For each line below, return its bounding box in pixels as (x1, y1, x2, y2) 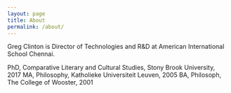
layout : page (7, 10, 46, 17)
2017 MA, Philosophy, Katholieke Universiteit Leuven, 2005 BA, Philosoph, (7, 71, 222, 79)
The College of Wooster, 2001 (7, 78, 93, 87)
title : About (7, 17, 46, 24)
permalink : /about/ (7, 23, 65, 30)
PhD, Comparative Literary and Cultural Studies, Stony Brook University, (7, 64, 216, 72)
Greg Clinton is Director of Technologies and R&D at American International (7, 43, 225, 51)
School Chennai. (7, 50, 55, 58)
